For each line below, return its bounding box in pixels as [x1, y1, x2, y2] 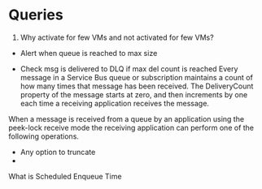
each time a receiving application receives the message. [20, 98, 210, 108]
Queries [8, 6, 63, 24]
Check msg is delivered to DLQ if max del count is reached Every [20, 63, 238, 74]
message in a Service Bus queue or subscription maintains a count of [20, 72, 254, 82]
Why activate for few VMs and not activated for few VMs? [20, 32, 214, 42]
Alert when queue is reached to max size [20, 48, 158, 58]
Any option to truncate [20, 147, 96, 157]
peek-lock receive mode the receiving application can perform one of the [8, 122, 255, 132]
